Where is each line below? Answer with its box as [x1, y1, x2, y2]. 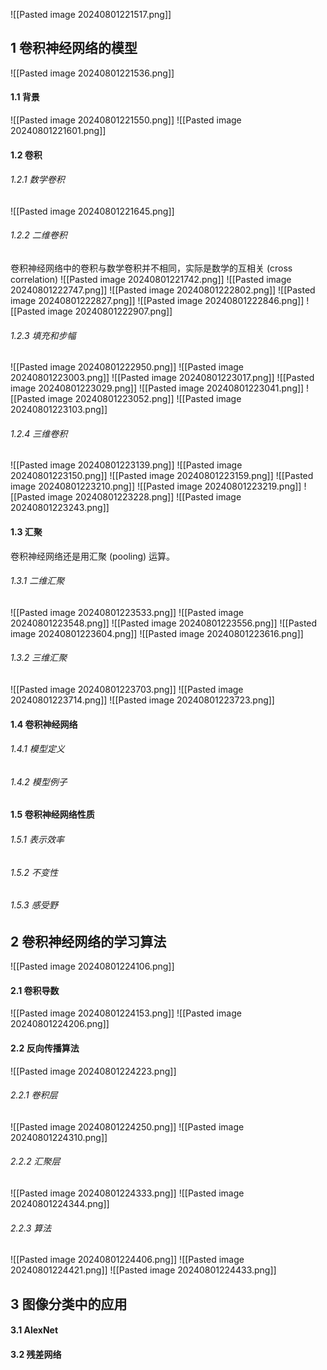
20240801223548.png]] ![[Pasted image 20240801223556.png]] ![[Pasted [10, 617, 318, 629]
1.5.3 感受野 [10, 899, 58, 911]
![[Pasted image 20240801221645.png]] [10, 205, 175, 217]
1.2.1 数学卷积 [10, 174, 65, 186]
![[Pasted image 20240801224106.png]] [10, 960, 175, 973]
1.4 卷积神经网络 [10, 718, 78, 730]
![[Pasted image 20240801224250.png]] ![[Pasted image [10, 1120, 245, 1133]
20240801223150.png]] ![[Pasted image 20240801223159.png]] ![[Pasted [10, 470, 314, 482]
